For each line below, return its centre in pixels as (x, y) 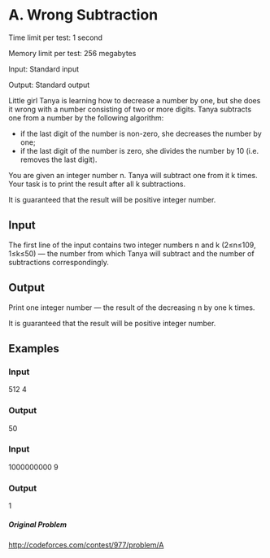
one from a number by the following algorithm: (86, 118)
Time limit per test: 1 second (56, 37)
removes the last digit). (59, 159)
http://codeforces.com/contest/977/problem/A (86, 545)
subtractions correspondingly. (59, 262)
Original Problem (38, 524)
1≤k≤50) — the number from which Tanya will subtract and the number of (131, 253)
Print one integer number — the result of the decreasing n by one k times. (132, 307)
